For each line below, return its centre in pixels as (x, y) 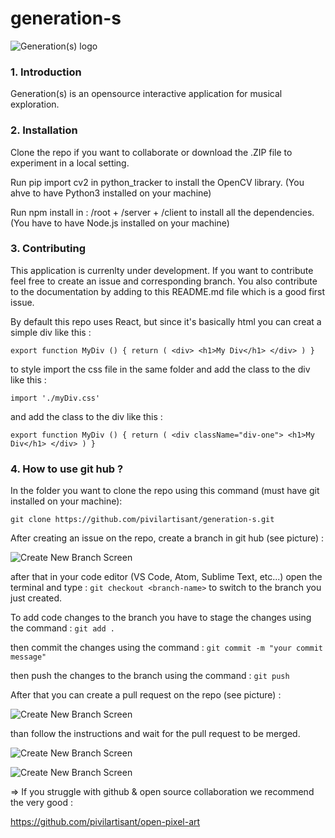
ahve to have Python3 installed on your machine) (111, 193)
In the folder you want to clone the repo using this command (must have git (165, 491)
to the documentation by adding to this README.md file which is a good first (168, 291)
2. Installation (44, 130)
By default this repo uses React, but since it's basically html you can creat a (166, 321)
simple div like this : (51, 332)
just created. (36, 598)
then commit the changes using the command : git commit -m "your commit (166, 648)
